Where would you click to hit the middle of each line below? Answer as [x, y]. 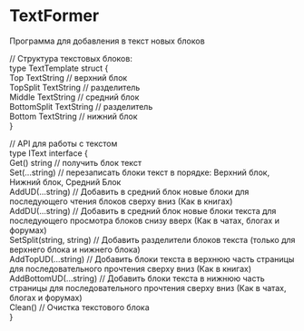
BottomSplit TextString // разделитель [81, 106]
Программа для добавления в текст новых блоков [108, 41]
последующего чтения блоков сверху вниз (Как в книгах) [121, 201]
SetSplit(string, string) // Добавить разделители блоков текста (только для [152, 239]
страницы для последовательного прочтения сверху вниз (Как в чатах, [148, 287]
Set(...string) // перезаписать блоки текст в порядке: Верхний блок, [140, 172]
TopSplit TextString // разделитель [75, 87]
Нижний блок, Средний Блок [65, 181]
